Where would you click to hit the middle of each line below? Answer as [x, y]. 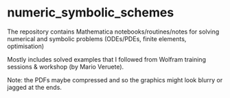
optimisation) [26, 46]
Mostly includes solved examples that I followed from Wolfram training [106, 59]
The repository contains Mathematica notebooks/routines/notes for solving [113, 32]
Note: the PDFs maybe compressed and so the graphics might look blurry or [115, 79]
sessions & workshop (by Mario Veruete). [66, 66]
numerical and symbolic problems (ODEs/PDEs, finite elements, [97, 38]
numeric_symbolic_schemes [91, 13]
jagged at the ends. [34, 87]
